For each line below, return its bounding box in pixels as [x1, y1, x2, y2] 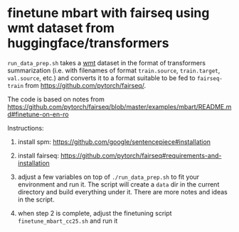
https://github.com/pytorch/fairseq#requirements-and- [60, 151, 222, 160]
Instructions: [7, 123, 44, 132]
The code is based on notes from [7, 94, 105, 104]
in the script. [17, 195, 55, 204]
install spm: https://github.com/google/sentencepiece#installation [17, 137, 211, 146]
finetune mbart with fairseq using [7, 5, 210, 21]
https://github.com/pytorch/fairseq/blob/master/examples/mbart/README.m [7, 102, 232, 111]
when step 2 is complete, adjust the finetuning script [17, 209, 172, 217]
